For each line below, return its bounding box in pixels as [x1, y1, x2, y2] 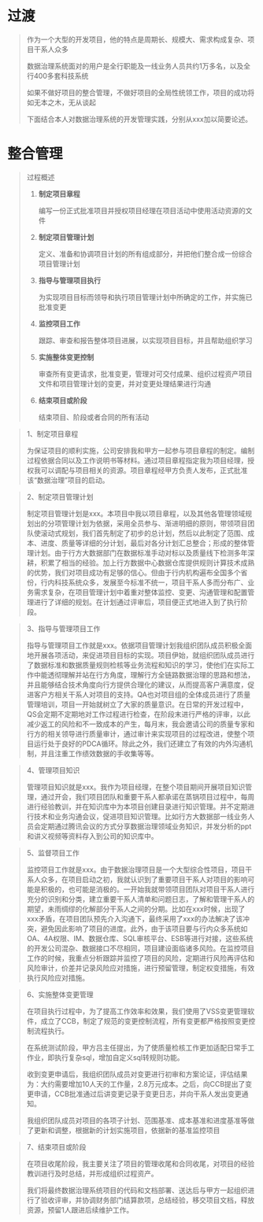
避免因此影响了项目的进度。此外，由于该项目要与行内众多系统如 [40, 924, 248, 933]
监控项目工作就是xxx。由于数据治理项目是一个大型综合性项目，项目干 [26, 865, 253, 874]
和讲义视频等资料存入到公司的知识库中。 [26, 831, 158, 840]
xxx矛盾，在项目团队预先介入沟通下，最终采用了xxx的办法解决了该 [26, 914, 243, 923]
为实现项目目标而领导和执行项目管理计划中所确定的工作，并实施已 [38, 292, 253, 301]
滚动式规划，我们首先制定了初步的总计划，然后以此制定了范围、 [40, 528, 248, 537]
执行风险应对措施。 [26, 973, 90, 982]
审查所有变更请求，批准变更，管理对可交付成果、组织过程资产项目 [38, 369, 253, 378]
